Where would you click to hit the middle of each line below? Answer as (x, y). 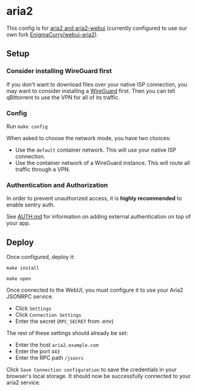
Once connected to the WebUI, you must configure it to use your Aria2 (95, 290)
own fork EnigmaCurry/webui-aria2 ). (52, 34)
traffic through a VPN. (43, 169)
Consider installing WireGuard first (59, 71)
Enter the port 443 (37, 351)
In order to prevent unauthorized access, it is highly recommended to (94, 199)
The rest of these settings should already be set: (67, 333)
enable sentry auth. (31, 205)
